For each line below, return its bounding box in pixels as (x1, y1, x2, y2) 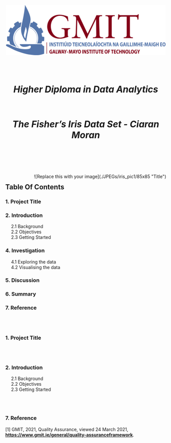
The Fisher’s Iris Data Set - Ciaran (12, 118, 159, 130)
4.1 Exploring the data (11, 258, 56, 265)
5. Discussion (5, 277, 40, 284)
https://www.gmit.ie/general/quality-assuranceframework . (5, 432, 134, 438)
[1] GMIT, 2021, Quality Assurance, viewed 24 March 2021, (5, 426, 129, 432)
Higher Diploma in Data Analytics (13, 83, 158, 95)
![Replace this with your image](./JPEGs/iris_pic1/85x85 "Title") (34, 173, 166, 180)
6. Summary (5, 291, 36, 298)
